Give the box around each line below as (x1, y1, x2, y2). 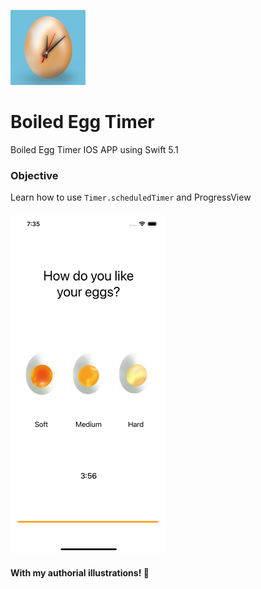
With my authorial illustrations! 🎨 (10, 566, 150, 579)
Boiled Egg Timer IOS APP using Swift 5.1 (10, 143, 179, 155)
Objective (10, 168, 59, 182)
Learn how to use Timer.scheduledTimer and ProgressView (10, 191, 252, 204)
